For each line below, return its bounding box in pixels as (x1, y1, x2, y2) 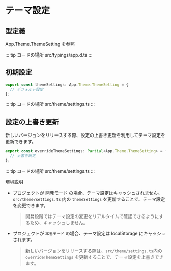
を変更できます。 (12, 202, 48, 208)
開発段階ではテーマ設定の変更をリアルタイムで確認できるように (25, 213, 159, 219)
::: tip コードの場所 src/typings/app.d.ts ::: (5, 52, 93, 58)
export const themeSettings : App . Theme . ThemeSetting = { (5, 82, 129, 87)
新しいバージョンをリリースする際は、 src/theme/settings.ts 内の (25, 248, 162, 254)
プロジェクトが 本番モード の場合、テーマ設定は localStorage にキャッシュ (12, 230, 166, 236)
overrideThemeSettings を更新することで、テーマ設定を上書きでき (25, 254, 164, 260)
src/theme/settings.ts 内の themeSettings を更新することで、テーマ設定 (12, 196, 165, 202)
